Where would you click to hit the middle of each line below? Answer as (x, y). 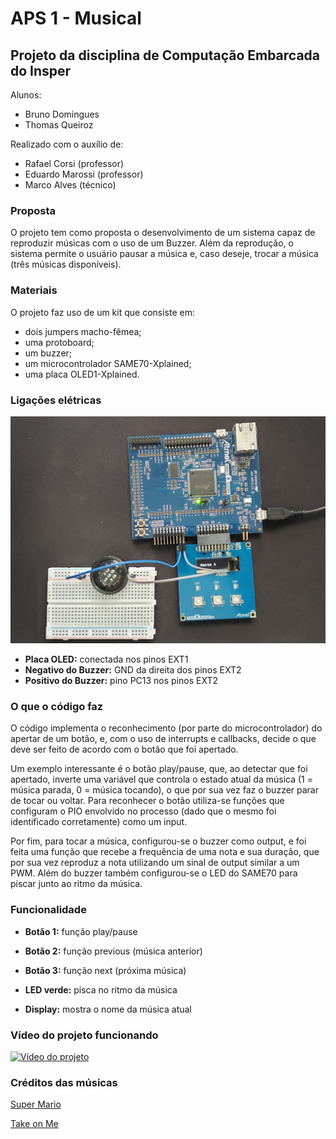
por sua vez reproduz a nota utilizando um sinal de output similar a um (155, 863)
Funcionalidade (48, 910)
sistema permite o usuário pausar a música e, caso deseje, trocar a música (164, 254)
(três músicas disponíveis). (66, 264)
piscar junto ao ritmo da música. (76, 884)
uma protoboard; (59, 342)
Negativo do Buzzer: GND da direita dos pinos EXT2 (133, 670)
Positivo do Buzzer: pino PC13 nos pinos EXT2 (121, 681)
